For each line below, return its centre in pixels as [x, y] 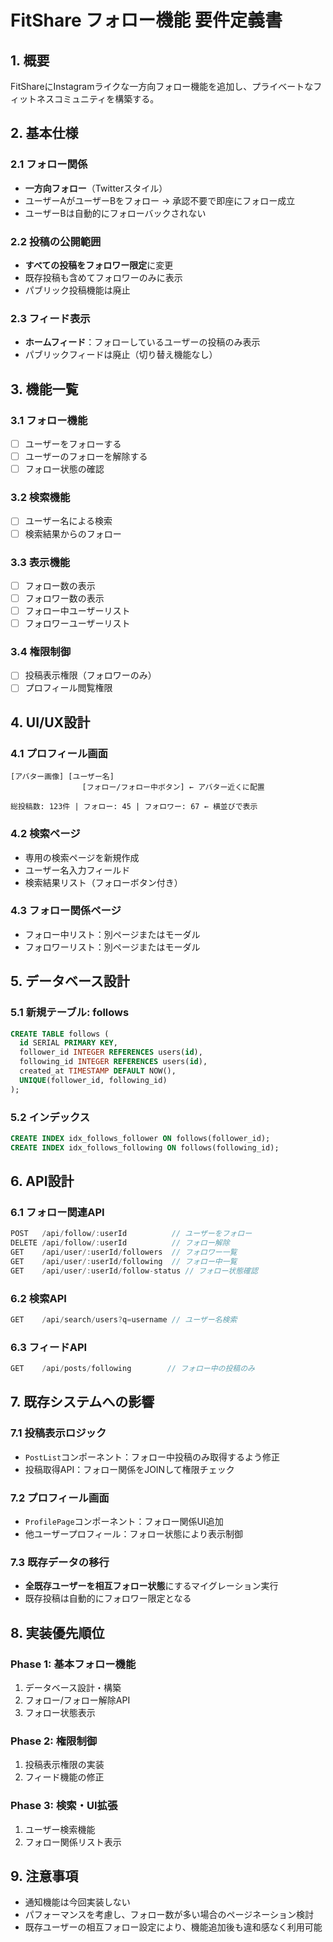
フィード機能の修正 [64, 1777]
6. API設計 [42, 1181]
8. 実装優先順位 [57, 1632]
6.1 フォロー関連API [57, 1212]
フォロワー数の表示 [64, 598]
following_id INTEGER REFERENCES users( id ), [113, 1062]
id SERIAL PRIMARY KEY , [68, 1043]
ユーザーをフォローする [73, 443]
